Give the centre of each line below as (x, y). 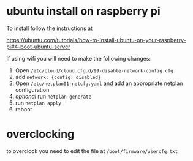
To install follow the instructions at (50, 28)
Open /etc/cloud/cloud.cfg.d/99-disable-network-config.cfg (94, 70)
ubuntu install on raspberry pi (83, 11)
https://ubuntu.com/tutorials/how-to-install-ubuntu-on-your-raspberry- (96, 40)
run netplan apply (38, 103)
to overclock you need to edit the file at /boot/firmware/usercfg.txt (92, 151)
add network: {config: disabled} (58, 77)
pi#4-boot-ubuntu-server (38, 47)
